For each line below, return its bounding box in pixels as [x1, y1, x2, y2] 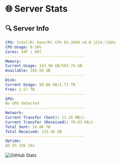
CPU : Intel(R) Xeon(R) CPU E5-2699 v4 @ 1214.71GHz [5, 40, 116, 45]
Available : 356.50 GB [5, 68, 51, 73]
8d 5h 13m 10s [5, 143, 35, 148]
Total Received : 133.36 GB [5, 129, 62, 134]
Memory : [5, 59, 22, 64]
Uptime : [5, 138, 22, 144]
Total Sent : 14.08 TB [5, 124, 51, 129]
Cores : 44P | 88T [5, 49, 42, 55]
